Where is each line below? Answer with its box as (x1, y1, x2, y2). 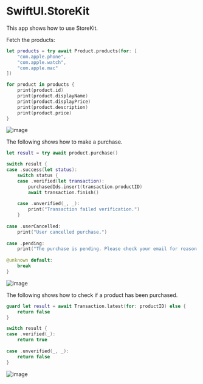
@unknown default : (6, 257, 53, 264)
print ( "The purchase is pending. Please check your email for (17, 246, 178, 252)
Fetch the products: (6, 36, 56, 43)
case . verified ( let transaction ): (17, 178, 105, 184)
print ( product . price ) (17, 110, 72, 116)
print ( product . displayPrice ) (17, 99, 91, 105)
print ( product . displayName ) (17, 93, 88, 99)
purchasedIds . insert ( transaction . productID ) (28, 184, 143, 190)
